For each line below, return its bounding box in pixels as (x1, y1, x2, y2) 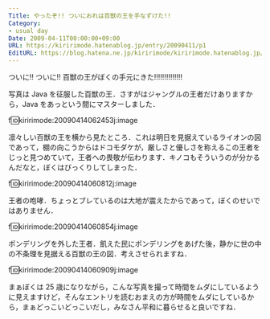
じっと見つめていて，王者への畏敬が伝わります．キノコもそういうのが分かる (8, 153, 260, 162)
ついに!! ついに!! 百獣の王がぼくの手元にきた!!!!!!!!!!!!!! (8, 72, 183, 81)
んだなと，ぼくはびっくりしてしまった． (8, 162, 142, 172)
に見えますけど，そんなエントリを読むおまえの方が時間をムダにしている (8, 292, 247, 301)
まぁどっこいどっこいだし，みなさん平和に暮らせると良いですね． (22, 302, 240, 312)
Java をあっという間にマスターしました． (22, 100, 160, 108)
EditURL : (8, 49, 38, 57)
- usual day (8, 27, 48, 35)
